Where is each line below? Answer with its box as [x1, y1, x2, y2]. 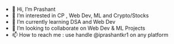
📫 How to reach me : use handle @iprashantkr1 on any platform [11, 32, 169, 38]
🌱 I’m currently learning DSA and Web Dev [11, 18, 116, 25]
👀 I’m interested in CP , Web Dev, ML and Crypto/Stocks [11, 12, 149, 19]
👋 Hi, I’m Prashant [11, 6, 56, 12]
